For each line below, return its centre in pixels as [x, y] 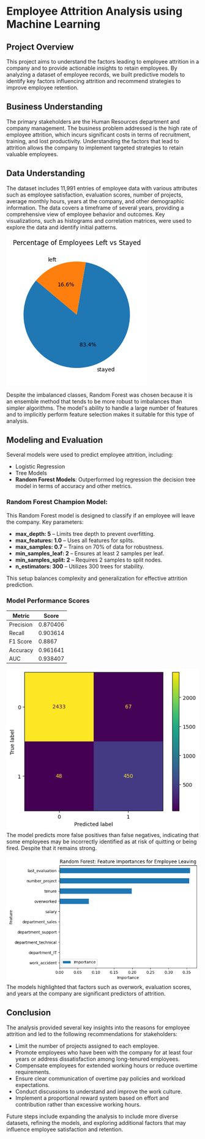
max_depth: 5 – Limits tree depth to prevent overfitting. [85, 533]
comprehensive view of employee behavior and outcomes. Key [86, 214]
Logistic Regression [40, 467]
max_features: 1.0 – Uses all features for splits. [75, 540]
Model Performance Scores [48, 600]
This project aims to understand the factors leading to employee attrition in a [103, 62]
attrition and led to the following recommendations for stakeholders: [92, 1034]
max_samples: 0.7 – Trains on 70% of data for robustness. [89, 547]
